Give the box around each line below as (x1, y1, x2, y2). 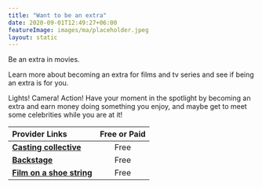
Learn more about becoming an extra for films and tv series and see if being (8, 70, 255, 79)
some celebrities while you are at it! (8, 110, 123, 120)
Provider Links (12, 128, 67, 139)
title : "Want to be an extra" (8, 11, 107, 20)
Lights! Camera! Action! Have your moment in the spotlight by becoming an (8, 93, 251, 103)
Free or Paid (100, 128, 147, 139)
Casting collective (12, 142, 82, 153)
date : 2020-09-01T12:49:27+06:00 (8, 19, 118, 27)
